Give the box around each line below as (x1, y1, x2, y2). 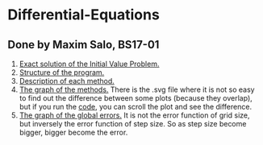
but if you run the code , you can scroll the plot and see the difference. (19, 102, 252, 111)
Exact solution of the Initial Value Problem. (19, 59, 160, 68)
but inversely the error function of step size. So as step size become (19, 119, 247, 128)
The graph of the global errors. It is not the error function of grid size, (19, 110, 251, 120)
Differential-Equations (7, 6, 161, 24)
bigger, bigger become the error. (19, 127, 128, 137)
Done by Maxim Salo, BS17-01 (7, 38, 160, 52)
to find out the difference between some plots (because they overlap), (19, 93, 253, 102)
